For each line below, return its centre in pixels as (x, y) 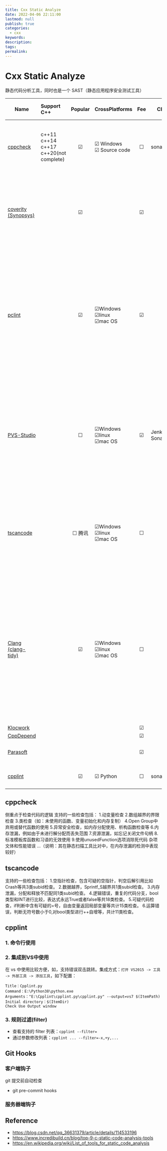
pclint (14, 315)
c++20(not (53, 153)
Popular (80, 109)
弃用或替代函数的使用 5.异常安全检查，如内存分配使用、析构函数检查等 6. (80, 827)
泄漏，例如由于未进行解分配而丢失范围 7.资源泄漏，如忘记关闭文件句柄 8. (84, 833)
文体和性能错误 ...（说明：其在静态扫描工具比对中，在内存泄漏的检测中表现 (82, 846)
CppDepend (22, 736)
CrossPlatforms (113, 109)
